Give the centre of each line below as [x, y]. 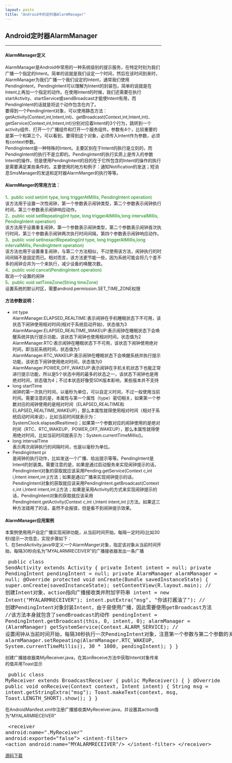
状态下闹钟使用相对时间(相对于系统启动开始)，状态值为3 [70, 324]
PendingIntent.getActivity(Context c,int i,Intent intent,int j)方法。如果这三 [86, 502]
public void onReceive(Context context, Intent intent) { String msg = [107, 687]
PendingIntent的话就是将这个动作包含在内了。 [52, 104]
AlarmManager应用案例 [30, 520]
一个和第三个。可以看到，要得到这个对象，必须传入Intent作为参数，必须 [87, 135]
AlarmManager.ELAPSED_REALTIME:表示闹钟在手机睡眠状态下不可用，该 [87, 318]
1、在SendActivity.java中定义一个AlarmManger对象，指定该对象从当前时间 [81, 545]
